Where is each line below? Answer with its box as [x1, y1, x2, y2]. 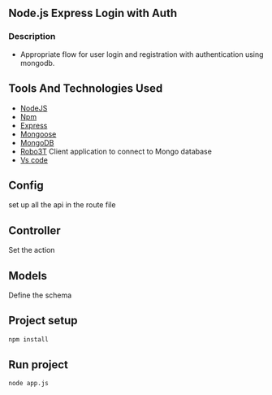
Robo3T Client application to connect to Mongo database [19, 146, 213, 156]
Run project [8, 358, 69, 372]
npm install [8, 335, 49, 344]
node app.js [8, 380, 49, 388]
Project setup [8, 314, 79, 328]
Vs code [19, 154, 49, 165]
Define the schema [8, 290, 72, 300]
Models [8, 268, 47, 283]
